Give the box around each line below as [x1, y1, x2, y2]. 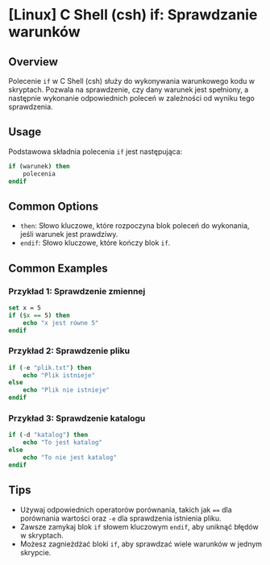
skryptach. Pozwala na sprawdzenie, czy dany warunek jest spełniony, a [8, 85, 249, 94]
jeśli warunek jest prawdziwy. [19, 230, 118, 239]
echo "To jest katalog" [23, 438, 103, 447]
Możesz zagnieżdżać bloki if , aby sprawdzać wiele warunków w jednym [19, 538, 263, 549]
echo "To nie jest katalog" [23, 454, 117, 462]
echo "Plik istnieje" [23, 371, 95, 380]
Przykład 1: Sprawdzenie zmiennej [8, 285, 146, 297]
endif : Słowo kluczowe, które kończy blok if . [19, 238, 171, 247]
